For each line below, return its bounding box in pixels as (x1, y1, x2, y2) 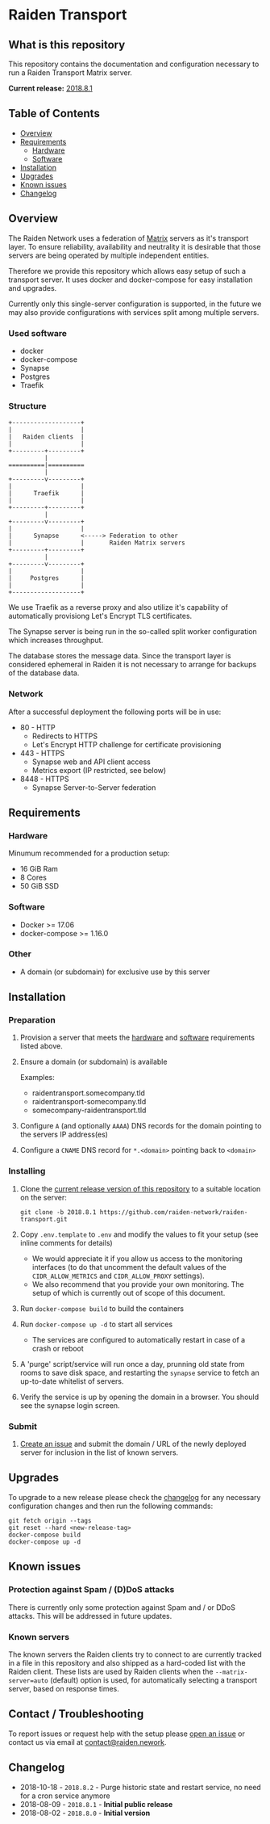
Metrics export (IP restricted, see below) (31, 765, 167, 775)
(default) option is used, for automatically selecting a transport (49, 1675, 258, 1685)
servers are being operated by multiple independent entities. (8, 250, 210, 260)
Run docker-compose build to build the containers (19, 1303, 184, 1313)
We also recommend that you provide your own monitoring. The (31, 1279, 244, 1289)
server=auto (8, 1676, 48, 1685)
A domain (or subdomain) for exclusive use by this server (19, 967, 210, 977)
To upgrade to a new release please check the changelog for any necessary (8, 1492, 261, 1502)
